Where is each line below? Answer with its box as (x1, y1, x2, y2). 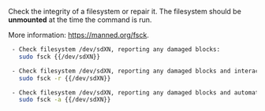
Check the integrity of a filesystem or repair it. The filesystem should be (8, 7, 242, 16)
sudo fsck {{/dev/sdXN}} (18, 53, 101, 61)
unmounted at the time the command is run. (8, 15, 152, 24)
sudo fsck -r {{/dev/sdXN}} (18, 74, 111, 82)
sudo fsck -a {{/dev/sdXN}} (18, 96, 111, 104)
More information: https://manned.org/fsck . (8, 31, 150, 39)
